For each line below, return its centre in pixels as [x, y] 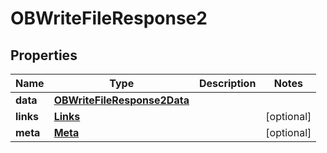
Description [227, 83]
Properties [44, 55]
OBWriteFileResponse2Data [121, 100]
